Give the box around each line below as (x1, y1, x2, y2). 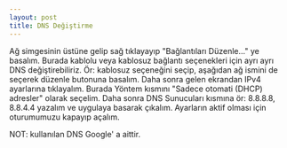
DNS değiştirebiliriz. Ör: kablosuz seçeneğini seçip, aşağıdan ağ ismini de (9, 64, 278, 75)
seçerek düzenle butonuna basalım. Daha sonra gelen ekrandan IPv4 (9, 74, 262, 84)
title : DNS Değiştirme (9, 21, 93, 30)
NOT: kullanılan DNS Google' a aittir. (9, 129, 141, 139)
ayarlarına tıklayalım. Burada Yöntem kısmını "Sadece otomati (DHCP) (9, 83, 264, 94)
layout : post (9, 12, 58, 22)
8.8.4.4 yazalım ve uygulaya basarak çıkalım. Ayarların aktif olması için (9, 102, 267, 113)
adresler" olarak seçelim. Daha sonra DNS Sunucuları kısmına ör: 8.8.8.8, (9, 92, 275, 103)
